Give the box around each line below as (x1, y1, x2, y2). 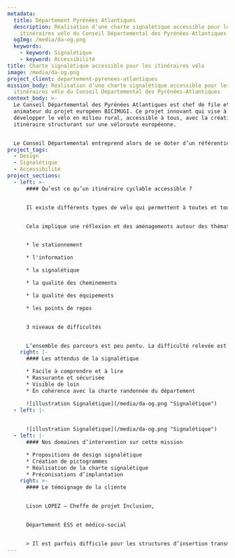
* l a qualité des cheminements (25, 279, 117, 286)
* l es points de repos (25, 305, 92, 312)
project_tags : (7, 146, 49, 153)
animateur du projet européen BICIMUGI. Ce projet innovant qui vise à (13, 108, 227, 115)
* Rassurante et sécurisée (25, 375, 105, 382)
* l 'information (25, 254, 73, 261)
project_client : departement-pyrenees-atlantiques (7, 75, 158, 83)
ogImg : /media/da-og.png (13, 36, 86, 43)
